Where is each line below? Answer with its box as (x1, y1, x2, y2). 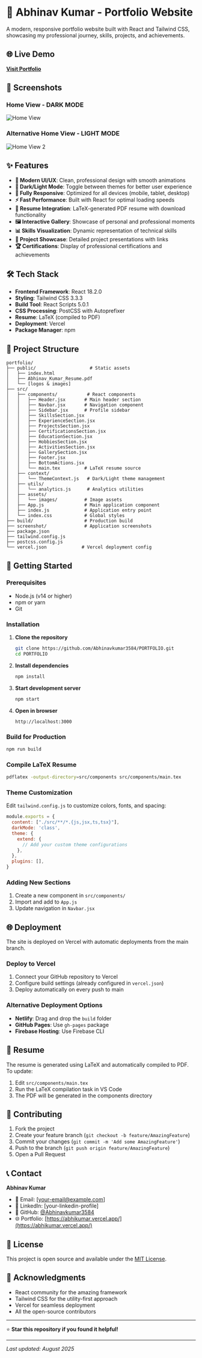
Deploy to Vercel (6, 960, 56, 968)
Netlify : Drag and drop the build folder (14, 1014, 112, 1022)
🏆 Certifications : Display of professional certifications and (14, 242, 162, 249)
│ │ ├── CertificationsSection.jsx (6, 429, 106, 435)
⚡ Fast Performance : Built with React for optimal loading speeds (14, 196, 175, 203)
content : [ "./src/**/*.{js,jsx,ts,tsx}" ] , (11, 819, 120, 825)
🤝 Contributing (6, 1109, 63, 1119)
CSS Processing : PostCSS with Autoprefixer (14, 307, 125, 315)
